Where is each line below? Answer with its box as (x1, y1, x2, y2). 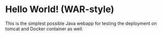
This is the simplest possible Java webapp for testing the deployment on (5, 20, 157, 26)
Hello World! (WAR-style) (5, 4, 114, 15)
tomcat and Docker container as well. (5, 25, 84, 31)
